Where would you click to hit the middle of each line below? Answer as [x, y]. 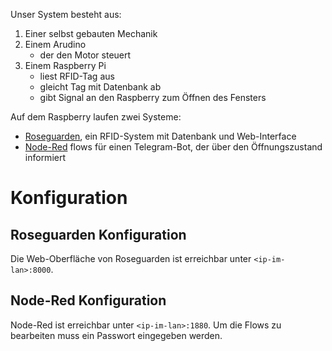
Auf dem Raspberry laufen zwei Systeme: [96, 117]
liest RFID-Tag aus [77, 76]
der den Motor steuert [85, 55]
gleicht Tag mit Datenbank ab [100, 87]
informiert [45, 157]
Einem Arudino [55, 44]
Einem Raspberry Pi [65, 65]
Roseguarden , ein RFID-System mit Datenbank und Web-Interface [160, 136]
